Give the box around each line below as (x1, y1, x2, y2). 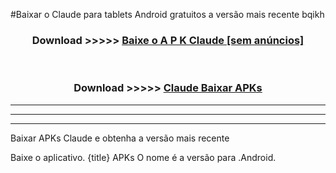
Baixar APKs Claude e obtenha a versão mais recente (10, 132, 230, 144)
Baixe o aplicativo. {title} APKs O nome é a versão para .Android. (10, 151, 277, 163)
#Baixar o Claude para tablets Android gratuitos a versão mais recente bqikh (10, 9, 325, 20)
